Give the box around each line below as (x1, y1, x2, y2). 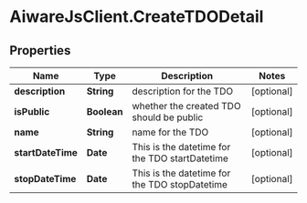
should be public (132, 111, 204, 124)
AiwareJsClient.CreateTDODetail (9, 6, 264, 27)
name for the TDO (132, 126, 209, 138)
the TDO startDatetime (132, 152, 228, 165)
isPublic (14, 106, 50, 117)
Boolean (86, 106, 123, 117)
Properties (9, 43, 71, 58)
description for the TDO (132, 85, 234, 97)
